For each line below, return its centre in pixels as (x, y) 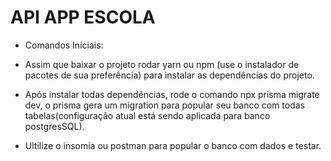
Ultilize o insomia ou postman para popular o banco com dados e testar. (173, 145)
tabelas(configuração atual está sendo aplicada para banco (147, 115)
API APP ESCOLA (83, 17)
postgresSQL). (54, 126)
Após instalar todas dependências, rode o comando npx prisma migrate (172, 94)
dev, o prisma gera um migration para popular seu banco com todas (164, 105)
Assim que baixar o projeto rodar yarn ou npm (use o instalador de (162, 64)
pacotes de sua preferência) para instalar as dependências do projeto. (169, 75)
